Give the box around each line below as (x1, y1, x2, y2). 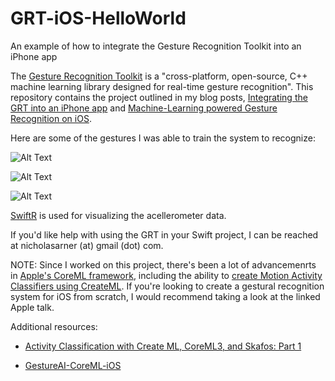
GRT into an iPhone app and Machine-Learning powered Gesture (10, 102, 278, 114)
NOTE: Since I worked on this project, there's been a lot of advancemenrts (10, 258, 317, 271)
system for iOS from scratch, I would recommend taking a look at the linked (10, 290, 321, 302)
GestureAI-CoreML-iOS (24, 359, 122, 371)
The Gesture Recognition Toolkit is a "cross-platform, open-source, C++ (10, 70, 308, 82)
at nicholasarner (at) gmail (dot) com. (10, 239, 164, 251)
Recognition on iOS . (10, 112, 92, 124)
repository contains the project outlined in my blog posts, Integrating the (10, 91, 308, 103)
